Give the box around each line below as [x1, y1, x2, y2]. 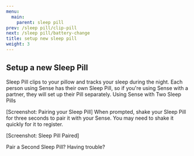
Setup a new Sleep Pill [6, 63, 88, 73]
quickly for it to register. [6, 120, 63, 127]
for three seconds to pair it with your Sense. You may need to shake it [6, 115, 174, 122]
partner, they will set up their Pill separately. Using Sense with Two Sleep [6, 91, 182, 98]
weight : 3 [6, 41, 30, 47]
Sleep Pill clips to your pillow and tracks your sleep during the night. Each [6, 78, 183, 85]
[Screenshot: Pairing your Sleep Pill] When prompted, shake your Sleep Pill [6, 108, 186, 115]
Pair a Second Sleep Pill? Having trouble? [6, 143, 105, 150]
